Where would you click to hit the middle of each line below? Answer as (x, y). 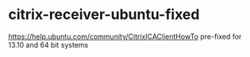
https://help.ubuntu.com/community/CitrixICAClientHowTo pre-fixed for (125, 36)
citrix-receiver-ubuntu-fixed (104, 15)
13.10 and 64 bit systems (48, 44)
